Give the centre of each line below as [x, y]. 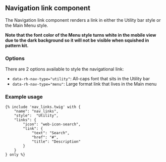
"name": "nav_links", [36, 111]
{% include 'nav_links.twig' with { [43, 107]
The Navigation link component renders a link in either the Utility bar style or [83, 20]
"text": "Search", [51, 133]
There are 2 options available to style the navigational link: [64, 69]
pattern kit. [17, 45]
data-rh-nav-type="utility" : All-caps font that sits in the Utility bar [81, 79]
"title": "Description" [56, 142]
